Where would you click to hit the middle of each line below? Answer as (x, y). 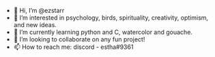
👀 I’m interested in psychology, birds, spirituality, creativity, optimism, (111, 18)
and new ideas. (35, 25)
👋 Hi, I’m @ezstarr (39, 11)
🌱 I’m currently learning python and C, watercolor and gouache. (103, 32)
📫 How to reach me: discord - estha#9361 (73, 47)
